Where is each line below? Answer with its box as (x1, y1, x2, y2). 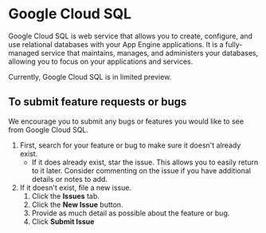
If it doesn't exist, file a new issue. (19, 183, 131, 192)
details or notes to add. (31, 174, 108, 184)
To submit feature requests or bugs (8, 95, 187, 109)
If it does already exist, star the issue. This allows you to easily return (31, 157, 259, 167)
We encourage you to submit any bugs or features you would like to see (8, 116, 244, 126)
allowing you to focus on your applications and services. (8, 57, 194, 66)
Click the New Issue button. (31, 199, 123, 209)
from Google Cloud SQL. (8, 124, 89, 134)
